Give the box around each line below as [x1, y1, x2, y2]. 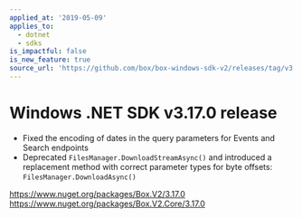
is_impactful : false [9, 47, 88, 56]
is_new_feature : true [9, 55, 91, 64]
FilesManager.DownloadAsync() [22, 173, 137, 182]
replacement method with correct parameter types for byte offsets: [22, 161, 273, 172]
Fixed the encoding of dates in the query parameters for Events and [22, 132, 276, 143]
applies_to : [9, 22, 54, 31]
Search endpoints [22, 142, 89, 153]
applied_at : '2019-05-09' [9, 13, 107, 23]
